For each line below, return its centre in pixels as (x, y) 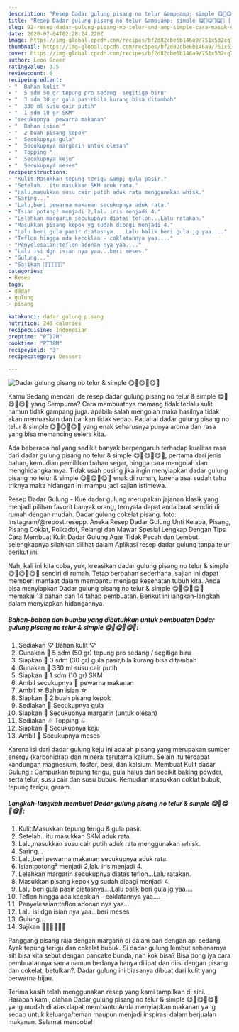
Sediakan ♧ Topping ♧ (52, 721)
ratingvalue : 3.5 (34, 67)
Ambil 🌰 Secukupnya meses (59, 736)
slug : (16, 27)
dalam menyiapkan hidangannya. (56, 604)
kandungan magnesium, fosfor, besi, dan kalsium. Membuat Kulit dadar (112, 765)
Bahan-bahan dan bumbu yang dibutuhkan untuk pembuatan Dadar (111, 620)
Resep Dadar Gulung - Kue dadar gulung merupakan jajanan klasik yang (113, 499)
